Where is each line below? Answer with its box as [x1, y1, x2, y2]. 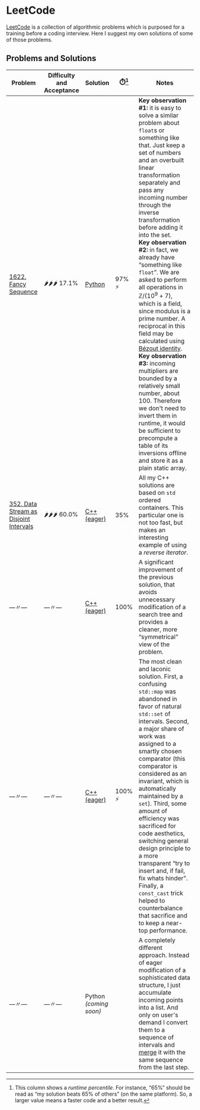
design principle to [138, 844, 191, 852]
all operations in [138, 283, 183, 291]
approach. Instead [138, 951, 189, 959]
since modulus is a [138, 307, 191, 316]
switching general [138, 837, 189, 845]
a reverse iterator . [138, 548, 189, 556]
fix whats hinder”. [138, 874, 188, 882]
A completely [138, 936, 176, 944]
